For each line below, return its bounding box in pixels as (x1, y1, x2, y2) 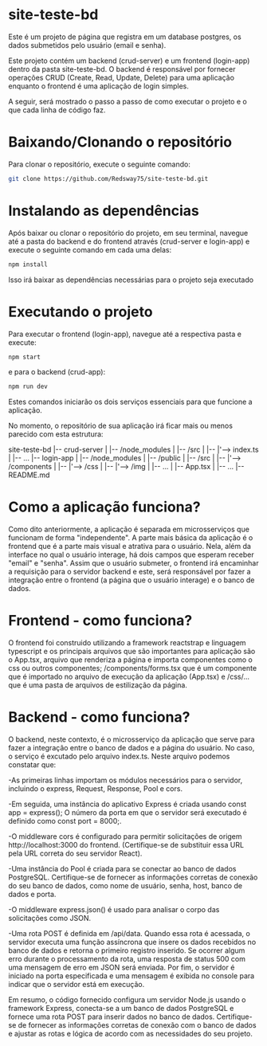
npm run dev (8, 382, 48, 391)
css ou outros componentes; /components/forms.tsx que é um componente (8, 664, 257, 673)
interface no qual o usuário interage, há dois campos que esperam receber (8, 550, 254, 559)
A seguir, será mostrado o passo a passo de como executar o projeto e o (8, 96, 247, 106)
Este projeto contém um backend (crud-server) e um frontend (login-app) (8, 56, 250, 65)
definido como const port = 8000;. (8, 817, 122, 826)
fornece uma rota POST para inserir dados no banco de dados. (8, 1012, 215, 1021)
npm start (8, 353, 41, 361)
